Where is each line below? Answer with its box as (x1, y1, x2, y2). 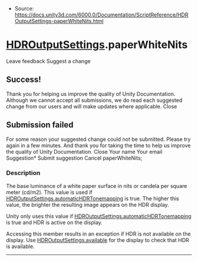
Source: (14, 5, 34, 12)
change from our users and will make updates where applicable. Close (6, 103, 177, 110)
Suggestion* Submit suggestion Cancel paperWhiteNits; (6, 154, 143, 161)
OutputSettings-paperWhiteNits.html (14, 18, 104, 24)
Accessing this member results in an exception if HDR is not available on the (6, 230, 191, 237)
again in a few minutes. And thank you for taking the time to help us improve (6, 141, 191, 149)
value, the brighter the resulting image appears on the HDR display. (6, 201, 169, 208)
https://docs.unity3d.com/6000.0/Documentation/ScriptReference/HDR (14, 11, 189, 18)
